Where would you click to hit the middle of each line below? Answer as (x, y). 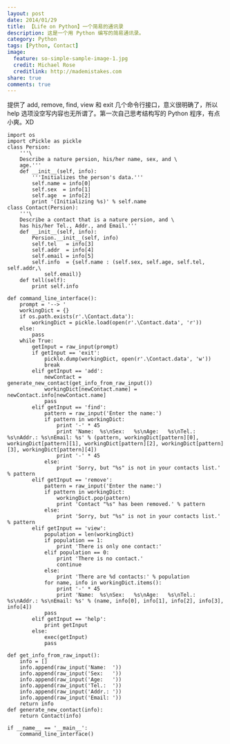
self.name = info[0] (61, 184)
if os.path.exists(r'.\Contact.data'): (77, 317)
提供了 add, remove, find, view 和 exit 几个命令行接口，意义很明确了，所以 (113, 105)
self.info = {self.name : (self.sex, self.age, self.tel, (119, 262)
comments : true (29, 84)
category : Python (32, 39)
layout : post (26, 13)
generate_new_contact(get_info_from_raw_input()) (80, 383)
